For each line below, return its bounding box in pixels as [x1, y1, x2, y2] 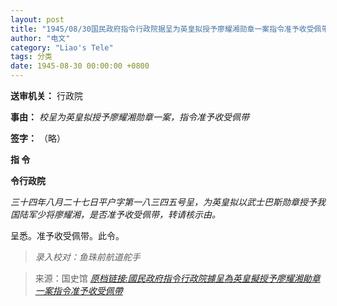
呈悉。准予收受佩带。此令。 [10, 230, 125, 241]
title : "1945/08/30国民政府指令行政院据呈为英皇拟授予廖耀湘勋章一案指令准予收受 [10, 24, 315, 34]
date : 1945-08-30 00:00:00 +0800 [10, 61, 150, 71]
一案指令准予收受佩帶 [34, 285, 123, 296]
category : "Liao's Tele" [10, 42, 114, 53]
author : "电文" [10, 33, 71, 43]
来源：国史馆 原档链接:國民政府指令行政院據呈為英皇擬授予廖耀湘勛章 [34, 272, 321, 284]
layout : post [10, 14, 65, 25]
